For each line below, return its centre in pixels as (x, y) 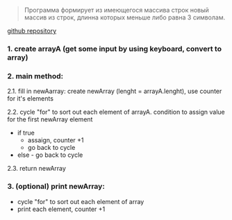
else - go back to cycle (50, 155)
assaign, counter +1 (56, 140)
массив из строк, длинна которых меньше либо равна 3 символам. (125, 17)
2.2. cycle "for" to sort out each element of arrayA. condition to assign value (116, 112)
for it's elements (31, 99)
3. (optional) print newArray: (56, 187)
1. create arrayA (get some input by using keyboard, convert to (115, 49)
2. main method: (35, 76)
